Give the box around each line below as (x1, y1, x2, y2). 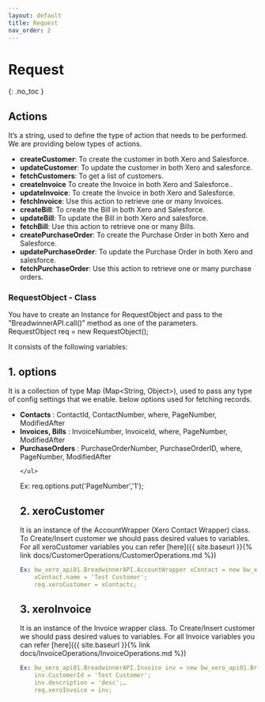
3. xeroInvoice (19, 603, 92, 616)
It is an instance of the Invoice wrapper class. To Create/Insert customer (19, 624, 256, 633)
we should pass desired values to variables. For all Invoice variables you (19, 631, 256, 642)
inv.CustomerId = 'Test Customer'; (34, 671, 152, 680)
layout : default (8, 11, 62, 20)
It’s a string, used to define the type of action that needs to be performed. (8, 131, 248, 140)
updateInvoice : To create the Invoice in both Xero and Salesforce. (19, 188, 236, 198)
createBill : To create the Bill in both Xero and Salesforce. (19, 205, 206, 215)
